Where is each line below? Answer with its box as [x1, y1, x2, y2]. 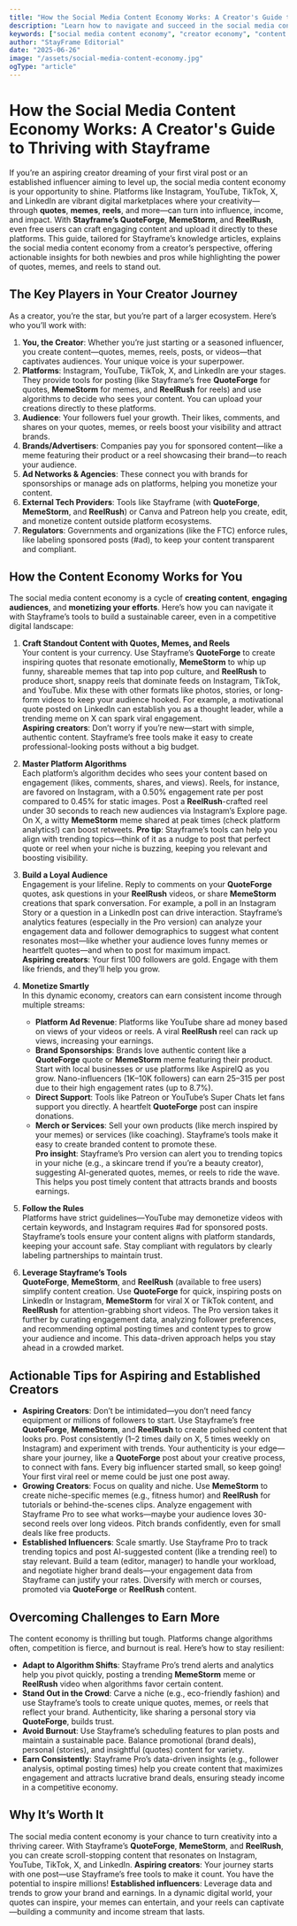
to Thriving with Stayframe [9, 138, 210, 158]
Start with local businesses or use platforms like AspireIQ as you [34, 1063, 270, 1075]
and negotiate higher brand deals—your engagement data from [21, 1565, 254, 1576]
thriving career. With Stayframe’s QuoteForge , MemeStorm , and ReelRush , [9, 1840, 284, 1851]
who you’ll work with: [9, 319, 87, 330]
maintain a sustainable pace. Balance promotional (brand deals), [21, 1735, 256, 1746]
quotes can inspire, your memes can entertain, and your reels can [9, 1897, 249, 1907]
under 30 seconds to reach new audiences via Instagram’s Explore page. [21, 806, 288, 817]
